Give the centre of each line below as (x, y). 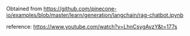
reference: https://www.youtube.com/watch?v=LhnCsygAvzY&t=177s (92, 27)
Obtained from (24, 9)
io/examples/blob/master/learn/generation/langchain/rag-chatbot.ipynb (95, 15)
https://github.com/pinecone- (80, 9)
